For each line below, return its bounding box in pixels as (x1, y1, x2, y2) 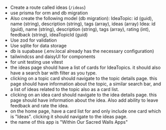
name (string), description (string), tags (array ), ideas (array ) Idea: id (10, 21, 156, 27)
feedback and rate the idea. (10, 103, 69, 108)
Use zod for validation (10, 37, 58, 43)
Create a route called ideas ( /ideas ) (10, 5, 86, 10)
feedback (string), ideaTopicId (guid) (10, 32, 88, 38)
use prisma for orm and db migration (10, 10, 88, 16)
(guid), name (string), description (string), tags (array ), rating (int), (10, 26, 150, 32)
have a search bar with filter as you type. (10, 70, 97, 76)
